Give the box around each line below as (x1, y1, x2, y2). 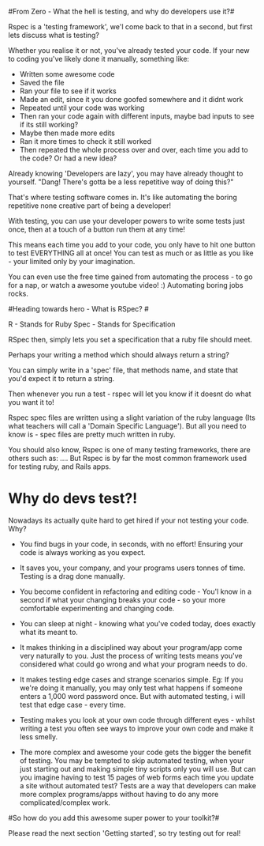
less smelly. (19, 731, 58, 742)
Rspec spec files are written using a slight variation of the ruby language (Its (8, 413, 256, 422)
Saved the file (19, 78, 65, 87)
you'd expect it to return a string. (8, 374, 115, 383)
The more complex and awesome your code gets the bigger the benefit (19, 747, 251, 757)
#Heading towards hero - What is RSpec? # (8, 304, 150, 313)
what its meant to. (19, 627, 79, 636)
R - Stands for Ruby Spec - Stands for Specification (8, 319, 176, 329)
